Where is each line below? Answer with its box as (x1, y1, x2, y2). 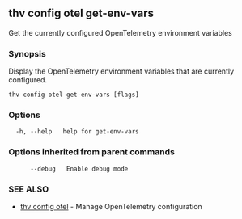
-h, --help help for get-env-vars (15, 128, 139, 136)
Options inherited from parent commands (8, 146, 176, 158)
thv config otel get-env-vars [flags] (8, 91, 139, 99)
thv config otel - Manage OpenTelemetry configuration (19, 202, 202, 211)
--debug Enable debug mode (29, 165, 129, 173)
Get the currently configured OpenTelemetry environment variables (8, 27, 232, 37)
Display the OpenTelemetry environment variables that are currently (8, 66, 235, 76)
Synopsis (8, 48, 46, 59)
